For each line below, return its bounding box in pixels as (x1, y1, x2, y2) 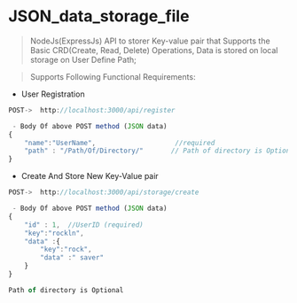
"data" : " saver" (40, 253, 104, 262)
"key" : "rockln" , (24, 229, 85, 237)
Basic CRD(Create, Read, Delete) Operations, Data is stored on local (29, 44, 278, 55)
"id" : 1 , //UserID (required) (24, 220, 144, 229)
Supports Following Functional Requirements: (29, 71, 196, 82)
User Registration (20, 89, 85, 99)
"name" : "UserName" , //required (24, 138, 215, 147)
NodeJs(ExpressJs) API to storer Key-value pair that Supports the (29, 35, 271, 46)
